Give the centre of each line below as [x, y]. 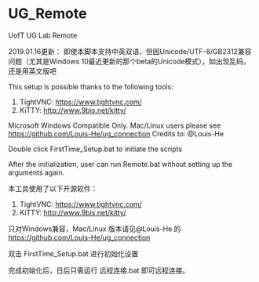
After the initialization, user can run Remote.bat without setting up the [120, 164]
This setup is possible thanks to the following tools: [91, 86]
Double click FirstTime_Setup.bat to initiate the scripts [95, 149]
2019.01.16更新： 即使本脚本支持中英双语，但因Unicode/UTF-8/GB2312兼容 [130, 51]
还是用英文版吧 [32, 70]
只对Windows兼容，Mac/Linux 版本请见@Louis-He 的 [95, 229]
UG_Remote [47, 14]
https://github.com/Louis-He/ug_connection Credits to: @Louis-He [116, 133]
